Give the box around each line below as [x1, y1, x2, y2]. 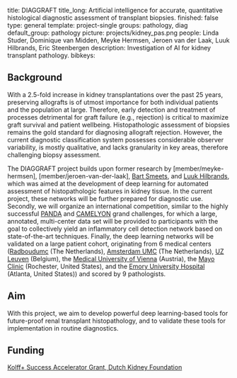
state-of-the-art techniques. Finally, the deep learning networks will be [7, 231, 214, 240]
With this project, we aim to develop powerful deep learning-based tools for [7, 309, 229, 317]
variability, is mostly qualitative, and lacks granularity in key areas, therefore [7, 143, 229, 151]
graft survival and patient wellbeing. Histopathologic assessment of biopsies [7, 120, 230, 129]
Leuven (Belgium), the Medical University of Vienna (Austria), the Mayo [7, 254, 215, 263]
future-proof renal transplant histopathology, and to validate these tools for [7, 316, 226, 325]
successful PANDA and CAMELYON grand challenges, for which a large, [7, 209, 218, 218]
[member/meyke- [173, 164, 224, 173]
